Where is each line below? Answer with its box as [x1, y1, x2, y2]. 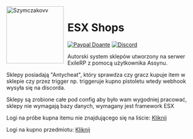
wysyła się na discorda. [6, 84, 66, 91]
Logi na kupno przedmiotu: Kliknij [6, 126, 90, 133]
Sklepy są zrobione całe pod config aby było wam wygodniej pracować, [6, 96, 188, 103]
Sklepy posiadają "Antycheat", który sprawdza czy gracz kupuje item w [6, 71, 186, 78]
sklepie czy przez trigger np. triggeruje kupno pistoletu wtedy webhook [6, 77, 186, 85]
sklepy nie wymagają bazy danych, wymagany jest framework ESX [6, 102, 175, 109]
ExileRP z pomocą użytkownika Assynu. [67, 59, 168, 66]
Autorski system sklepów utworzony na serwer [67, 52, 186, 60]
